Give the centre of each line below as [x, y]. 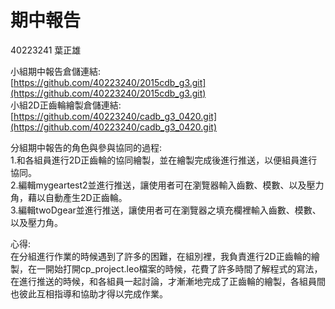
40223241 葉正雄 [46, 50]
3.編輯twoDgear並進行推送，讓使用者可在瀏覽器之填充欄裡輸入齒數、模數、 [166, 210]
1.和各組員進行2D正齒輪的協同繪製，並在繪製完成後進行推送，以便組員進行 [164, 160]
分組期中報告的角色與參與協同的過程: [86, 147]
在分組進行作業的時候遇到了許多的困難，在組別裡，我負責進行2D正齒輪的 [161, 256]
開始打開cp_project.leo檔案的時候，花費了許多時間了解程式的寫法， [183, 268]
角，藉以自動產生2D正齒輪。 [69, 197]
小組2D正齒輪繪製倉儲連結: [66, 105]
